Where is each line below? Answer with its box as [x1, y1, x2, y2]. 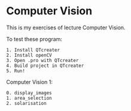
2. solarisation [6, 100, 47, 106]
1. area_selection [6, 95, 52, 101]
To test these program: [6, 35, 63, 42]
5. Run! [6, 67, 26, 74]
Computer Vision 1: [6, 78, 53, 85]
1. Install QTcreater [6, 47, 60, 53]
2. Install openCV [6, 52, 52, 58]
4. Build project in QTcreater [6, 63, 84, 69]
